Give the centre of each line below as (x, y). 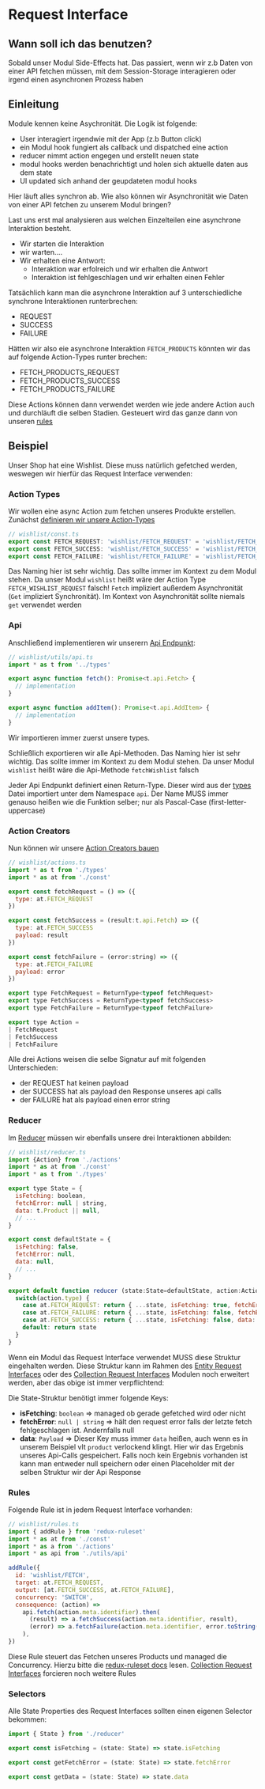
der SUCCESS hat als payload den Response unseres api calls (121, 1092)
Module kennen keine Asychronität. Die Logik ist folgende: (103, 123)
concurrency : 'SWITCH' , (54, 1597)
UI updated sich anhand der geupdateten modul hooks (108, 180)
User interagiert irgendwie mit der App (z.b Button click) (111, 138)
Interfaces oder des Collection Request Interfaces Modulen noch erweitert (129, 1374)
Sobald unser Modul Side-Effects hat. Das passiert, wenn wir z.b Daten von (131, 63)
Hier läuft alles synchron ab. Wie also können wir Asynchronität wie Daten (128, 196)
